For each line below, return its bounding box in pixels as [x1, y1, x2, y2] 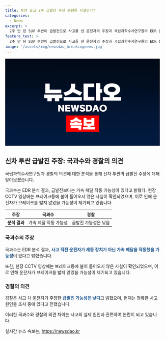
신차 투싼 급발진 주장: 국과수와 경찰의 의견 [5, 156, 124, 165]
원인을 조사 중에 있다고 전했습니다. [5, 301, 71, 307]
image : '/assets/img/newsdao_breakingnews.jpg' [5, 44, 105, 49]
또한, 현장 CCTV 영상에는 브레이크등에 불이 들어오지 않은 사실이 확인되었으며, [5, 263, 153, 269]
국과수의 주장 [5, 234, 34, 241]
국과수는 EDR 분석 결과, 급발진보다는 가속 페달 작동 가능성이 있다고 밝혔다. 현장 [5, 187, 156, 193]
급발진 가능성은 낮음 [72, 219, 110, 225]
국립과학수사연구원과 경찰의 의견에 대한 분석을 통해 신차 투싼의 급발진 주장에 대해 [5, 171, 160, 177]
